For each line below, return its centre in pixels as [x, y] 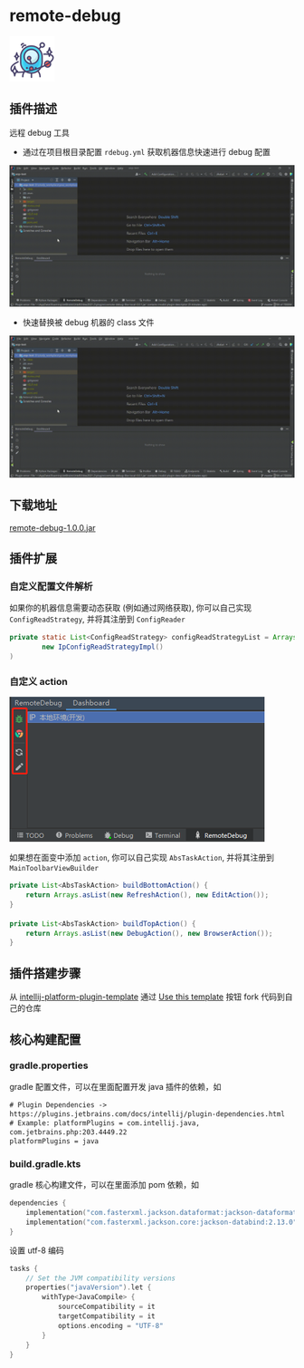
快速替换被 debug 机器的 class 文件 [88, 323]
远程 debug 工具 [40, 132]
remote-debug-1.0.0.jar [53, 527]
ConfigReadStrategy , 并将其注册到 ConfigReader [97, 619]
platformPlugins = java [54, 1141]
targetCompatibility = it [106, 1316]
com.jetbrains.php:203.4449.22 [68, 1132]
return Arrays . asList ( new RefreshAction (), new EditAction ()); [147, 895]
